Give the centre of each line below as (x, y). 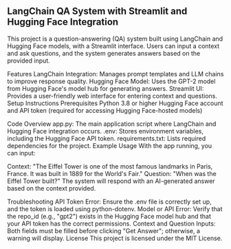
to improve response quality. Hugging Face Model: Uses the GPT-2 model (111, 81)
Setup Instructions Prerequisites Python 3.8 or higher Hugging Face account (115, 103)
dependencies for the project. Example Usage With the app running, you (110, 145)
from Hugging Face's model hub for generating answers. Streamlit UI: (106, 88)
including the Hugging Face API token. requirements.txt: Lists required (107, 138)
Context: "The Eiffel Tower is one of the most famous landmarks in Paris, (110, 166)
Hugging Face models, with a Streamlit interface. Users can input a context (113, 46)
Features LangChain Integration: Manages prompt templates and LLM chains (115, 74)
